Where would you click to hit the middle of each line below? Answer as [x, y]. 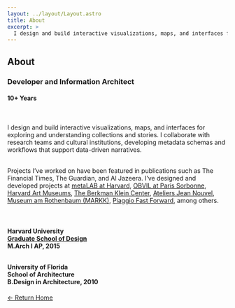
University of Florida [38, 267]
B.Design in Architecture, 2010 [53, 282]
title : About [26, 20]
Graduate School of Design [47, 239]
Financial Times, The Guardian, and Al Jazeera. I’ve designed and [102, 178]
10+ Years [22, 98]
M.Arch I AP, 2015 [34, 246]
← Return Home [30, 297]
